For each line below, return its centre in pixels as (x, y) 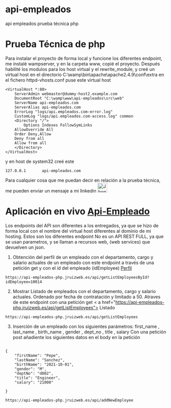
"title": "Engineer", (37, 378)
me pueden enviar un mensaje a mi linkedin (51, 190)
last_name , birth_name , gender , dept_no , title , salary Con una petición (89, 332)
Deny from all (29, 138)
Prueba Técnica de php (55, 44)
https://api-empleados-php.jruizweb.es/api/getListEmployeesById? (77, 277)
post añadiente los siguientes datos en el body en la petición (76, 337)
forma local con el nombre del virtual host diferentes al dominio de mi (78, 231)
